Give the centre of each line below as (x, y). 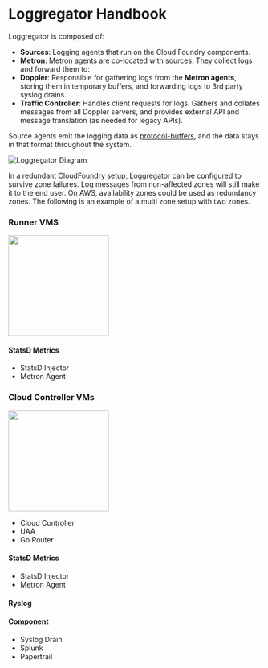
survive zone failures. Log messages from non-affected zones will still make (134, 184)
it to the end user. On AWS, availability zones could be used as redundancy (132, 192)
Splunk (31, 648)
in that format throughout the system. (70, 144)
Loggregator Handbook (87, 14)
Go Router (37, 539)
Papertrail (36, 656)
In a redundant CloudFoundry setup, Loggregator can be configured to (125, 175)
